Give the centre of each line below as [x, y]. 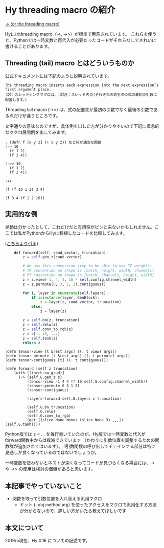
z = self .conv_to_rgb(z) [48, 329]
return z [32, 343]
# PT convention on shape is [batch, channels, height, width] [88, 275]
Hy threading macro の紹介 [60, 10]
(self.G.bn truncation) [51, 407]
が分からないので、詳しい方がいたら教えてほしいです [73, 511]
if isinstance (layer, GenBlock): [65, 297]
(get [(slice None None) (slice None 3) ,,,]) [75, 420]
